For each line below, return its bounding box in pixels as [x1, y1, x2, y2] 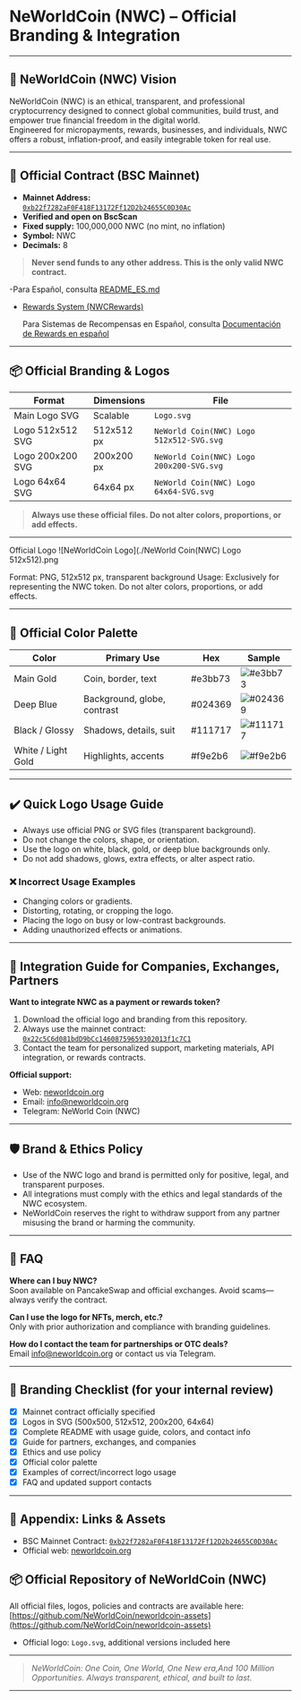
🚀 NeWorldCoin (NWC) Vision [9, 72, 177, 87]
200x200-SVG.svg [153, 461, 224, 471]
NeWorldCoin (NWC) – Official [9, 6, 237, 27]
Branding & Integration [9, 25, 181, 46]
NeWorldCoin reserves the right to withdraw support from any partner [21, 1207, 280, 1218]
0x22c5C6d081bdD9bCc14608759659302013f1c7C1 [21, 1035, 192, 1044]
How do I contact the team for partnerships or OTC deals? [9, 1338, 228, 1349]
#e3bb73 [191, 673, 231, 685]
